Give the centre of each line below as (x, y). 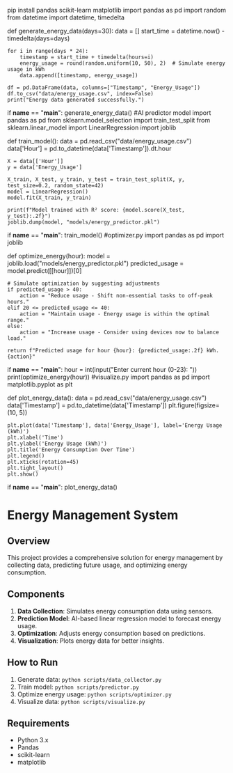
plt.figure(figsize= (194, 405)
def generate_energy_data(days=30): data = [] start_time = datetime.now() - (116, 31)
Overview (29, 541)
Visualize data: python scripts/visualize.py (81, 701)
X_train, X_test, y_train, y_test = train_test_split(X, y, (96, 180)
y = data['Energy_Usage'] (45, 167)
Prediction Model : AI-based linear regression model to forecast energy (119, 618)
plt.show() (23, 474)
